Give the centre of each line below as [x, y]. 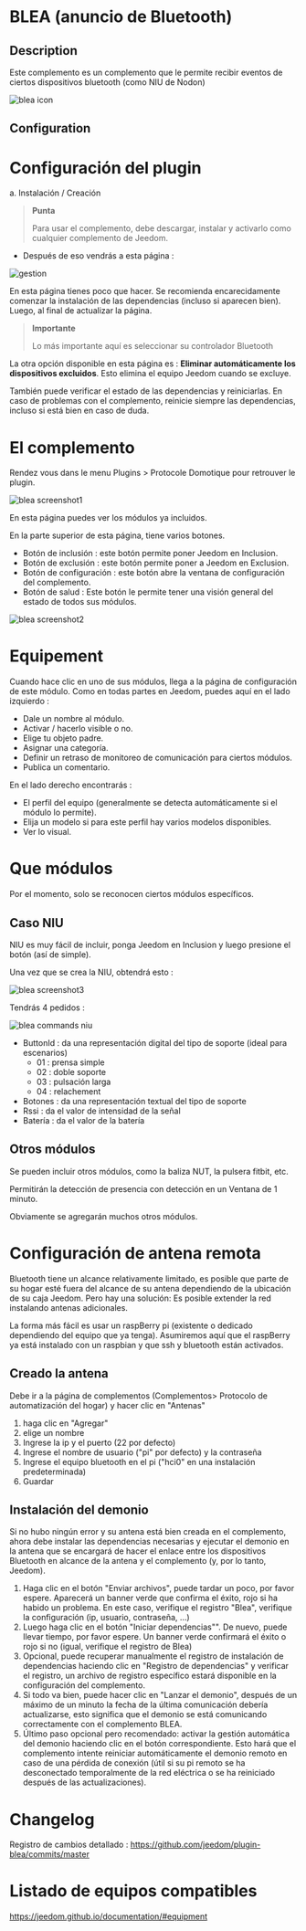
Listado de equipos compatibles [133, 1891]
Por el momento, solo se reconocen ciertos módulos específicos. [132, 894]
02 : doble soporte [71, 1071]
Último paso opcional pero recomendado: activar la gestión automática [156, 1734]
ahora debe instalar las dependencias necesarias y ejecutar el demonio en [149, 1542]
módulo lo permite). [60, 812]
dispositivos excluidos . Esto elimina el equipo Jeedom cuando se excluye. [150, 374]
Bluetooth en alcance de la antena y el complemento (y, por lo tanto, [138, 1561]
